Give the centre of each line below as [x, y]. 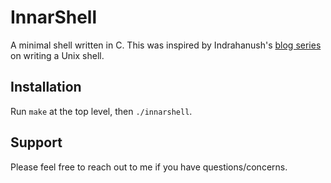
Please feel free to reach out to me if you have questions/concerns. [149, 167]
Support [36, 142]
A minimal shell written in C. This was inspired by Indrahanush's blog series [166, 45]
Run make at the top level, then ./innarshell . [101, 111]
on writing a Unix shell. [57, 55]
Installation [46, 87]
